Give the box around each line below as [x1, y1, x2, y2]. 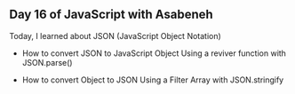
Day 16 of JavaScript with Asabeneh [9, 7, 213, 22]
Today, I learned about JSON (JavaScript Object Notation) [9, 30, 222, 41]
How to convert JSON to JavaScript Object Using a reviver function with [21, 48, 287, 59]
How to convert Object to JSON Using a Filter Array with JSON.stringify [21, 74, 284, 85]
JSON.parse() [21, 57, 73, 67]
